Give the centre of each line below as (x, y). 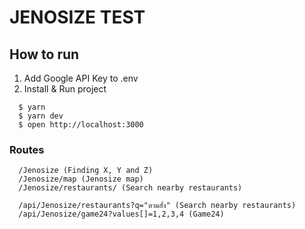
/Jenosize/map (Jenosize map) (81, 179)
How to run (44, 54)
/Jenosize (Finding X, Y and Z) (86, 171)
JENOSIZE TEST (77, 17)
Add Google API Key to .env (81, 78)
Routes (27, 149)
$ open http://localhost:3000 (81, 125)
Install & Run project (65, 89)
